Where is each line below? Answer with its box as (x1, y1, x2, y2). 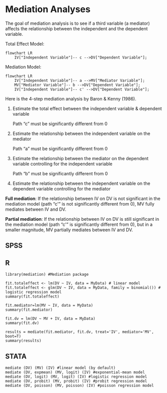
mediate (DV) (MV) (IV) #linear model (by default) (5, 365, 116, 370)
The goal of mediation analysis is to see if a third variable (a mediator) (5, 20, 150, 26)
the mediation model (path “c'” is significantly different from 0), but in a (5, 221, 153, 227)
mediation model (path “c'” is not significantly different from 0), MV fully (5, 201, 155, 207)
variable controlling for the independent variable (12, 161, 113, 167)
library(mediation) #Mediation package (5, 272, 89, 277)
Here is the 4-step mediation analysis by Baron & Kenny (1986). (5, 95, 137, 102)
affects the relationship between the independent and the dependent (5, 25, 148, 31)
